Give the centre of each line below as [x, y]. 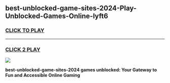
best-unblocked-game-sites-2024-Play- [71, 8]
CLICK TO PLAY [25, 31]
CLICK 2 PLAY [23, 49]
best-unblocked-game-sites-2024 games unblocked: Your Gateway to [81, 69]
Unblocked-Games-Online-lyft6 [57, 16]
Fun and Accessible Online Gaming [43, 75]
